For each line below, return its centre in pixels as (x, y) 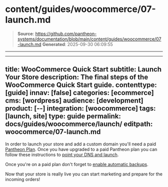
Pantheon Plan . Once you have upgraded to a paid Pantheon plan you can (81, 149)
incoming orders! (23, 179)
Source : (26, 33)
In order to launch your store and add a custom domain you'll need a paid (81, 144)
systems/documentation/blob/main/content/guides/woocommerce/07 (89, 39)
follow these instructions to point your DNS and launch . (62, 154)
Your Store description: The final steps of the (77, 77)
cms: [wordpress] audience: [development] (74, 101)
